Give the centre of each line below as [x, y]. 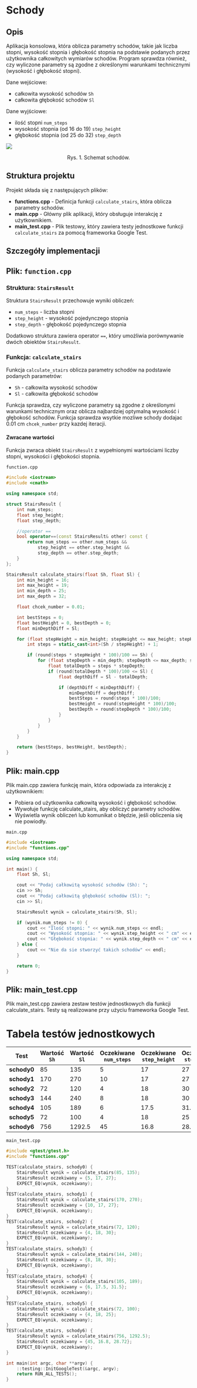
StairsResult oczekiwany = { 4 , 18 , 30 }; [67, 1232]
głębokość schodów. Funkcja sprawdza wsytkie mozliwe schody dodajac [94, 418]
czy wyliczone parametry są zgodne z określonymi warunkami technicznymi [98, 65]
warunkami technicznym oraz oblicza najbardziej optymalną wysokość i [93, 411]
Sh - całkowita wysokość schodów [56, 387]
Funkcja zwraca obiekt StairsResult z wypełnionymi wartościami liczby [92, 450]
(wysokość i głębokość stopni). [44, 71]
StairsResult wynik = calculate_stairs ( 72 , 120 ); [79, 1227]
